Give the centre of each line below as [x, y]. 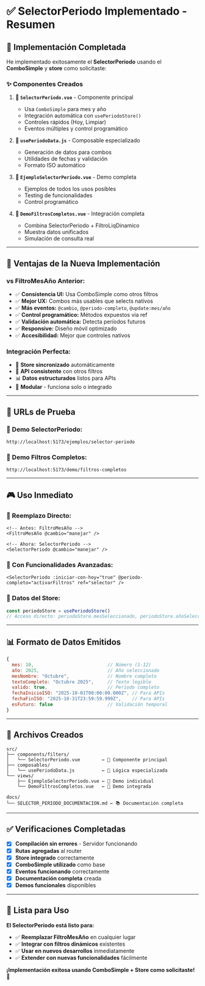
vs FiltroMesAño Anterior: [46, 281]
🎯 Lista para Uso [38, 911]
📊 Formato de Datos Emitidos [64, 642]
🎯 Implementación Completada [66, 47]
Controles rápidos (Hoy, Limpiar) [65, 122]
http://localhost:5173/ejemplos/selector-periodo [71, 442]
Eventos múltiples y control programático [76, 129]
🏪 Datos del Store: [34, 598]
